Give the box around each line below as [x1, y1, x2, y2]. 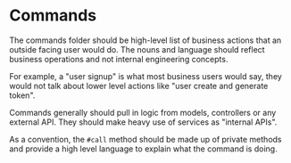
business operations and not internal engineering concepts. [9, 53, 229, 64]
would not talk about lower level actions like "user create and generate [9, 80, 269, 91]
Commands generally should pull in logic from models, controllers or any [9, 107, 277, 118]
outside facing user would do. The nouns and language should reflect [9, 44, 265, 54]
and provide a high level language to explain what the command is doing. [9, 143, 279, 154]
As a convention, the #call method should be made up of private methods [9, 134, 282, 144]
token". [9, 90, 36, 101]
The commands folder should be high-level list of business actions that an [9, 35, 282, 45]
